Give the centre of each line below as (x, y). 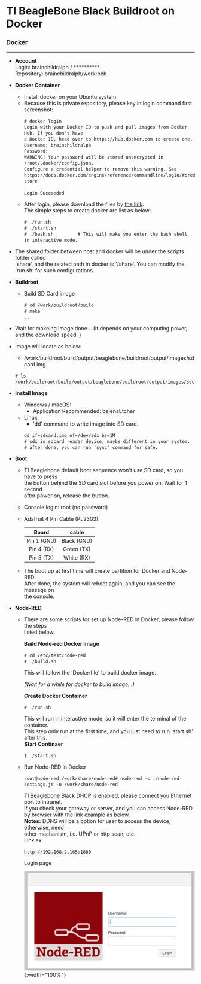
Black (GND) (77, 541)
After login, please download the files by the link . (84, 204)
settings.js (39, 785)
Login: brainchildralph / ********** (57, 68)
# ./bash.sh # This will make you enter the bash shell (106, 235)
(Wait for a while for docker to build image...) (79, 684)
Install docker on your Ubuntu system (70, 97)
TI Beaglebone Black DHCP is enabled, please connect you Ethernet (108, 796)
